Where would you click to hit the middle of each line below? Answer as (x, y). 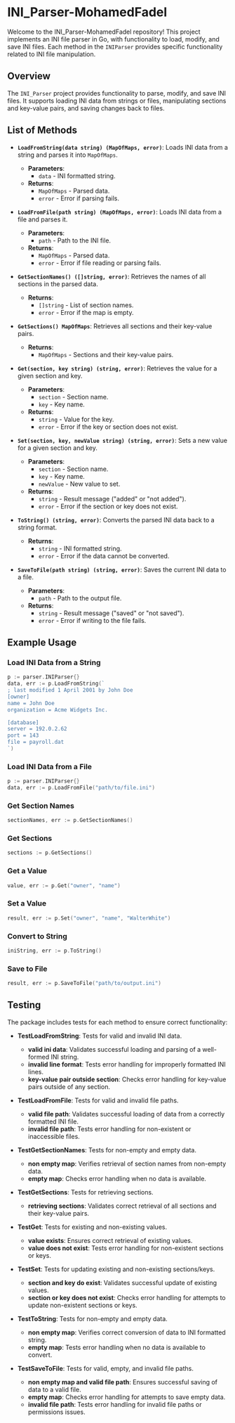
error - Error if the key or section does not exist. (108, 427)
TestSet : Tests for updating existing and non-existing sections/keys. (116, 1269)
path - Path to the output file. (80, 598)
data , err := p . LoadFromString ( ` (56, 684)
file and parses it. (42, 219)
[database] (23, 722)
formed (39, 1057)
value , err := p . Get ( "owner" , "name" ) (64, 886)
